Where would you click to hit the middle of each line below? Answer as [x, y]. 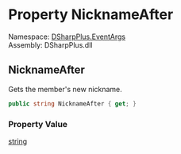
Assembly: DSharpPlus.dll [50, 44]
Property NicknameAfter [91, 15]
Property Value [38, 124]
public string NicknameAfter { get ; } [72, 104]
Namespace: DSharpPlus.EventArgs [67, 37]
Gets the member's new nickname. [65, 89]
